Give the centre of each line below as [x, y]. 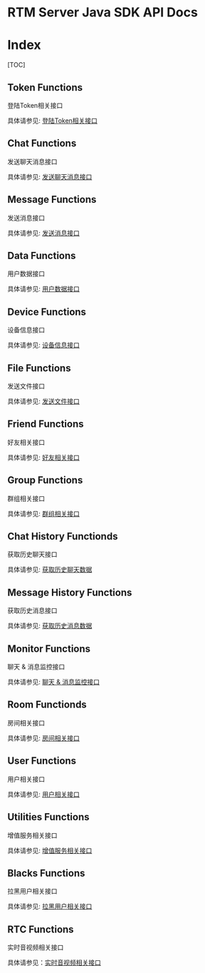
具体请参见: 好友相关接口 [43, 457]
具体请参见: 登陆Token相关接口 [53, 120]
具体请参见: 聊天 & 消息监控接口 [53, 682]
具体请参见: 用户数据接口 [43, 289]
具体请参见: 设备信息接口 [43, 345]
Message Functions [52, 200]
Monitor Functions [49, 649]
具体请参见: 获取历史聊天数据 [50, 570]
